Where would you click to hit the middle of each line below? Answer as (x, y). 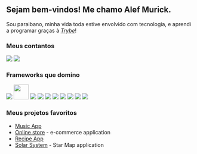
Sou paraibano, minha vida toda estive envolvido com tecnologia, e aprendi (99, 24)
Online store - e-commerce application (62, 132)
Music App (28, 126)
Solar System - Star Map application (59, 144)
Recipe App (29, 139)
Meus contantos (30, 46)
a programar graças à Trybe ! (41, 30)
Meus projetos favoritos (42, 113)
